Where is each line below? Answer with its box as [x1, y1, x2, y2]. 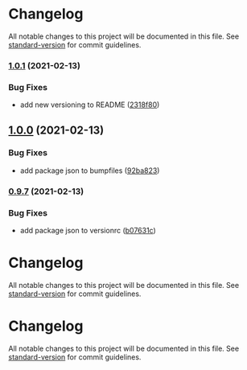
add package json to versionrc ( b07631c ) [19, 226, 157, 236]
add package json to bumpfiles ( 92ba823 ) [19, 166, 160, 175]
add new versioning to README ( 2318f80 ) [19, 100, 160, 109]
